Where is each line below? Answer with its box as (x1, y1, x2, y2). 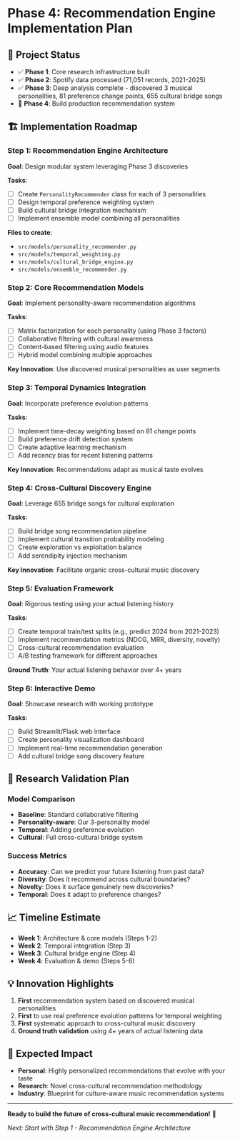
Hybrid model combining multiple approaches (17, 351, 153, 359)
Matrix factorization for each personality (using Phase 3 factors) (17, 326, 207, 335)
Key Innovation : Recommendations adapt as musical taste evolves (7, 466, 204, 474)
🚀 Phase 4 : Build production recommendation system (17, 99, 176, 108)
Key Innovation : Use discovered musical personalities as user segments (7, 365, 221, 373)
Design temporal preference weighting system (17, 198, 155, 206)
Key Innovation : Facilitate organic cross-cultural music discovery (7, 566, 200, 574)
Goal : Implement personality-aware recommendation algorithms (7, 298, 196, 308)
